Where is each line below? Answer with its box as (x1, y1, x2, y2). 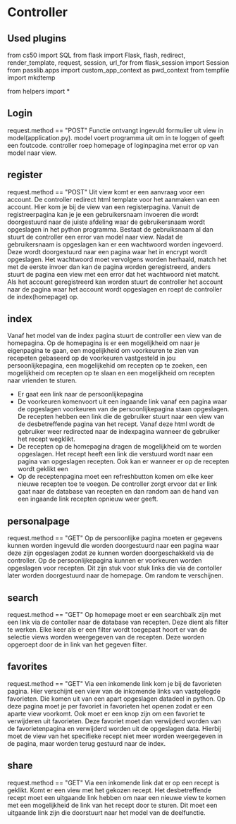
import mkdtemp (7, 73, 56, 82)
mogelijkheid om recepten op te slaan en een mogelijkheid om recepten (7, 369, 216, 377)
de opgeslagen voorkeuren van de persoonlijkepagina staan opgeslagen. (17, 405, 230, 413)
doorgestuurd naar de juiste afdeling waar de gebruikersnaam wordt (7, 218, 206, 226)
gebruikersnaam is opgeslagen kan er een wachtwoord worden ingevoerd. (7, 240, 223, 249)
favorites (7, 661, 48, 673)
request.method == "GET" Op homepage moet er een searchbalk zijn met (7, 611, 221, 619)
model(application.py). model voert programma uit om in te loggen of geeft (7, 133, 225, 142)
